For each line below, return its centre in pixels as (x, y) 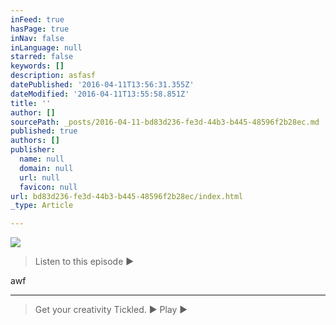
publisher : (33, 150)
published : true (44, 131)
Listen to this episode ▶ (84, 262)
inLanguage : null (46, 47)
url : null (39, 177)
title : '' (31, 103)
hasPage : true (40, 29)
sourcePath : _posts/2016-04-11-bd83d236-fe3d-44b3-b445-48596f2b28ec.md (165, 122)
